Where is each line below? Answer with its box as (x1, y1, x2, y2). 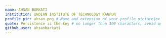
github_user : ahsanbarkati (5, 26, 61, 31)
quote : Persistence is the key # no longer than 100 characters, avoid (5, 21, 156, 26)
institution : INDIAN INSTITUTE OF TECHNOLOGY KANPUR (5, 12, 116, 17)
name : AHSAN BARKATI (5, 7, 48, 12)
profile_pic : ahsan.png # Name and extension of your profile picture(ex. (5, 16, 163, 21)
